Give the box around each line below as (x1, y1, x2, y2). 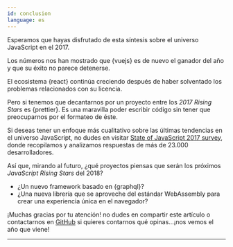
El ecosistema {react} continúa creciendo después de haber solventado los (7, 77, 222, 85)
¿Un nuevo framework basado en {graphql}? (17, 182, 144, 190)
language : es (7, 17, 45, 24)
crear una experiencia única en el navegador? (17, 196, 148, 205)
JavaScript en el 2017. (7, 43, 70, 51)
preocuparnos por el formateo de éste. (7, 112, 118, 121)
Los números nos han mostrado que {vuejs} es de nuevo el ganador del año (7, 56, 224, 64)
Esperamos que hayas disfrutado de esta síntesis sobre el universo (7, 35, 199, 44)
